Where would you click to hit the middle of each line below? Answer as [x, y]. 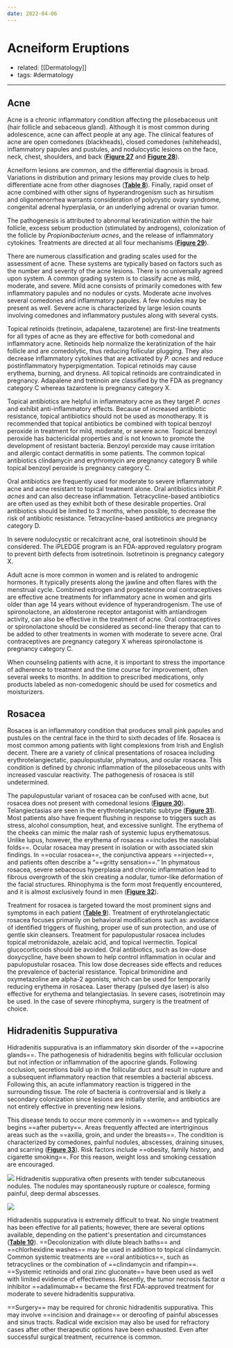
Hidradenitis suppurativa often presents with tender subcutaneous [111, 1179]
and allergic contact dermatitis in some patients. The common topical [106, 454]
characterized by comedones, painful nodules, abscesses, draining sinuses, [116, 1142]
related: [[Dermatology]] [52, 67]
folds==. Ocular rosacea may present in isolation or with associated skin [110, 848]
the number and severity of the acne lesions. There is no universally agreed [115, 271]
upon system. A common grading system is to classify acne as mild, [104, 278]
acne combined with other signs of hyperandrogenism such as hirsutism [110, 193]
